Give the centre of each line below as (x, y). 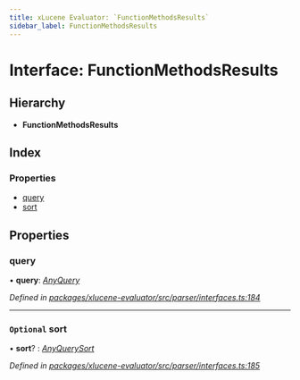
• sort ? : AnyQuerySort (52, 349)
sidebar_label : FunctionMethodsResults (83, 26)
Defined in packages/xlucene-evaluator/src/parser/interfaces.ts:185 (135, 366)
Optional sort (38, 329)
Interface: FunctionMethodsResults (144, 70)
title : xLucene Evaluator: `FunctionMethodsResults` (109, 17)
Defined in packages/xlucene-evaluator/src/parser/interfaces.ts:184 (135, 297)
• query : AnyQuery (45, 280)
